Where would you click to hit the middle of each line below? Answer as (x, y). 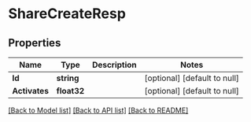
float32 (70, 91)
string (68, 78)
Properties (35, 43)
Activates (31, 91)
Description (114, 65)
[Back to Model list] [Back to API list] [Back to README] (98, 110)
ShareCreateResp (67, 14)
